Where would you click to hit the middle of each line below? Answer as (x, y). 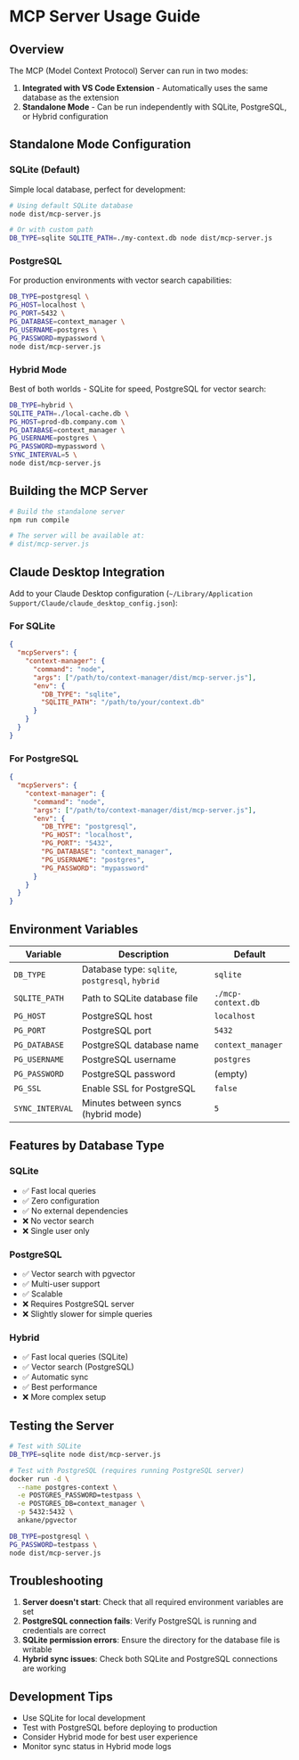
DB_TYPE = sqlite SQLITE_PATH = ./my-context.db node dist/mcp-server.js (141, 238)
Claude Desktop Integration (87, 572)
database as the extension (71, 97)
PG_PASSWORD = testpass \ (53, 1544)
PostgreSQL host (117, 1016)
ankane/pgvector (47, 1521)
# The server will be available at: (77, 536)
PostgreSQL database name (140, 1045)
